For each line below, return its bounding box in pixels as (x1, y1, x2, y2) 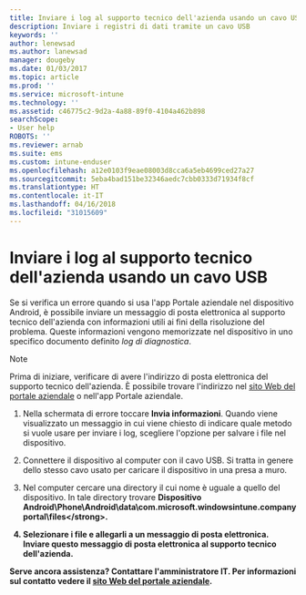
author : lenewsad (9, 38, 76, 48)
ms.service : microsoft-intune (9, 89, 125, 98)
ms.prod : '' (9, 81, 55, 90)
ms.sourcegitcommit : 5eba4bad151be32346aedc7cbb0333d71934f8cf (9, 174, 255, 183)
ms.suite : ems (9, 149, 64, 158)
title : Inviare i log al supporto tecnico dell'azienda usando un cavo (9, 13, 287, 23)
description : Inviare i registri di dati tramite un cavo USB (9, 22, 250, 31)
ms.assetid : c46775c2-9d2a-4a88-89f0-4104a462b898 (9, 107, 206, 116)
